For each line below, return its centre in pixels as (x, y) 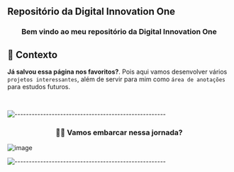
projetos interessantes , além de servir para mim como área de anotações (116, 79)
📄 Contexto (33, 55)
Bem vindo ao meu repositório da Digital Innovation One (119, 32)
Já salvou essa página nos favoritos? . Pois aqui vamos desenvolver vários (117, 72)
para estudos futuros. (39, 87)
